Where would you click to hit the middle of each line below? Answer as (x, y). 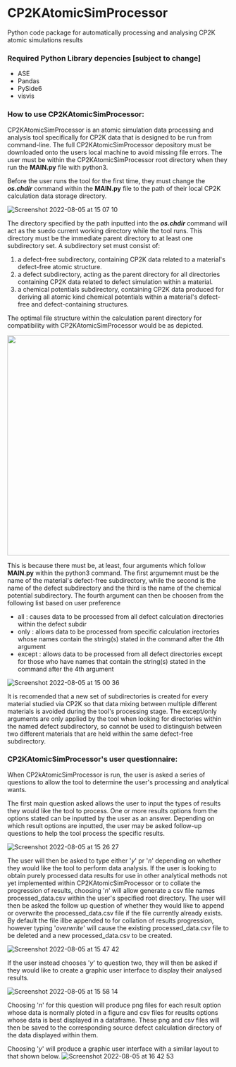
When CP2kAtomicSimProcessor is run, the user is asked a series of (106, 775)
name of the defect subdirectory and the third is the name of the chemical (114, 588)
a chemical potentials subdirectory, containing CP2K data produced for (120, 289)
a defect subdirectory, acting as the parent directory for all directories (119, 274)
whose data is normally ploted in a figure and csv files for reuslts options (113, 1012)
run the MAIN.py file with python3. (58, 167)
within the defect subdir (52, 624)
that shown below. (34, 1056)
